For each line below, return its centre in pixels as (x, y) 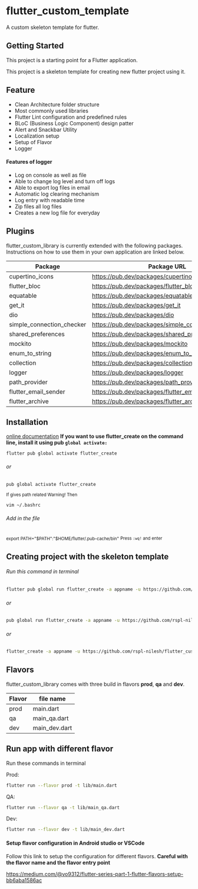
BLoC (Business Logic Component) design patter (74, 123)
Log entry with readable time (49, 200)
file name (52, 699)
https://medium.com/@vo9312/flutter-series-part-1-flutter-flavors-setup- (95, 874)
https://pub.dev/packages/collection (142, 363)
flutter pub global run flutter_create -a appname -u (74, 589)
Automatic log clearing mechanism (57, 194)
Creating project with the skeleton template (88, 557)
